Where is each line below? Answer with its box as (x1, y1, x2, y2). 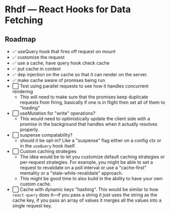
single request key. (12, 203, 52, 208)
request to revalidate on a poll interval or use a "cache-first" (19, 165, 147, 170)
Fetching (5, 14, 43, 26)
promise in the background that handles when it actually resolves (19, 121, 158, 127)
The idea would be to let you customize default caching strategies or (19, 154, 165, 160)
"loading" (19, 105, 40, 111)
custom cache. (19, 181, 52, 187)
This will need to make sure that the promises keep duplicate (19, 94, 148, 100)
